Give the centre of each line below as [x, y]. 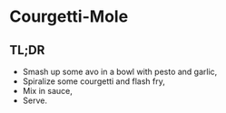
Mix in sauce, [47, 91]
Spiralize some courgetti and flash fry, [94, 81]
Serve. [35, 100]
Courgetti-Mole [69, 17]
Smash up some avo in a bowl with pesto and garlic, [120, 71]
